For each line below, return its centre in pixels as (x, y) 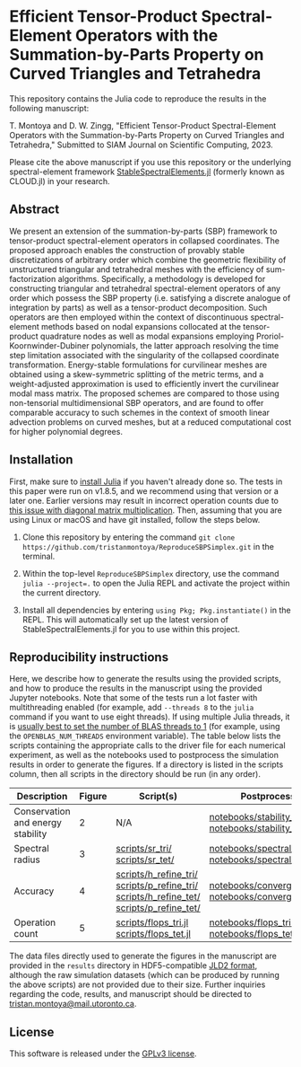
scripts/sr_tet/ (145, 860)
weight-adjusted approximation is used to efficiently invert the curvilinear (144, 384)
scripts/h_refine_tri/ (157, 875)
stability (30, 834)
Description (42, 797)
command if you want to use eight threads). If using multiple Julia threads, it (150, 717)
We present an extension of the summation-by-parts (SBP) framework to (143, 231)
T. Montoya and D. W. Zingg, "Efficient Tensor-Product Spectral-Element (143, 125)
